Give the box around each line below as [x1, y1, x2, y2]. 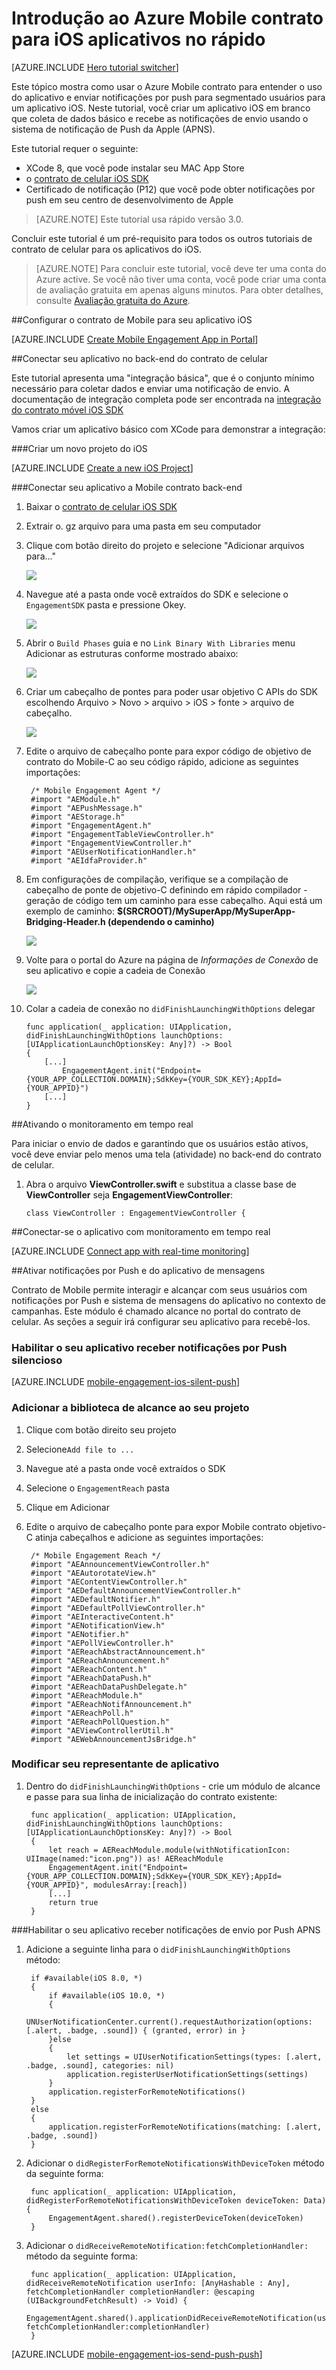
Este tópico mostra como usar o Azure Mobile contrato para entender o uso [11, 80, 323, 92]
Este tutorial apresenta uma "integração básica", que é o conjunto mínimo [11, 372, 315, 384]
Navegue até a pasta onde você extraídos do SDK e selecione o [25, 588, 289, 600]
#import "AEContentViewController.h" [30, 1577, 188, 1587]
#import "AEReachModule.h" [30, 1690, 143, 1701]
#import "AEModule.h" [30, 794, 121, 804]
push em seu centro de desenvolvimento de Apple [25, 193, 234, 206]
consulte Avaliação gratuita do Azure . [35, 294, 191, 306]
